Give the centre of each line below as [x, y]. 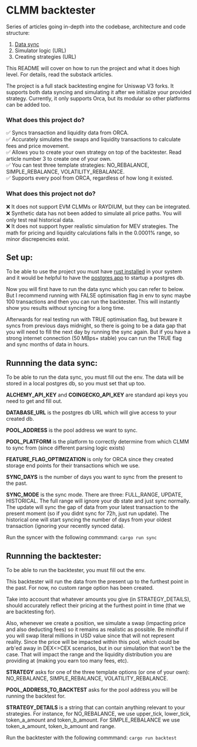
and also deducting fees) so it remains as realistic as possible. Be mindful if [97, 629]
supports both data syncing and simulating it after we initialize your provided [99, 92]
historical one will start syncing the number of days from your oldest [89, 520]
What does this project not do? [51, 194]
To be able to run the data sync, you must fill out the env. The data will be [95, 377]
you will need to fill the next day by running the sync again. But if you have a [98, 332]
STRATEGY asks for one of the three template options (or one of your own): [98, 672]
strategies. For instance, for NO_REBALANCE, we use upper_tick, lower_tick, [98, 713]
